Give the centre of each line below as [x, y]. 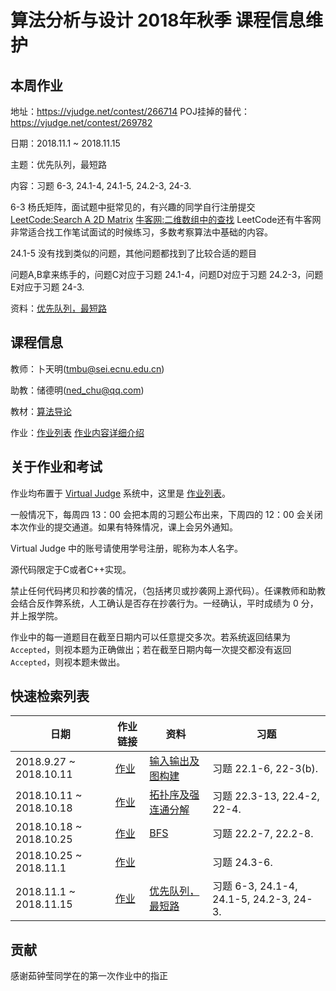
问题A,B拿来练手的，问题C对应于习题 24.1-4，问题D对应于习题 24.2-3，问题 [167, 274]
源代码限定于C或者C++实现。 [71, 569]
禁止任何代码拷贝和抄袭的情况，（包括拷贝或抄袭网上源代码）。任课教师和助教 [168, 590]
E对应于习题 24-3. [47, 287]
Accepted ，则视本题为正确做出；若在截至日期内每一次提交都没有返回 [151, 649]
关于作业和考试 [56, 467]
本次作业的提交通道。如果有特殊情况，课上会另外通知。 [124, 527]
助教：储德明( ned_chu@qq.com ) [77, 390]
